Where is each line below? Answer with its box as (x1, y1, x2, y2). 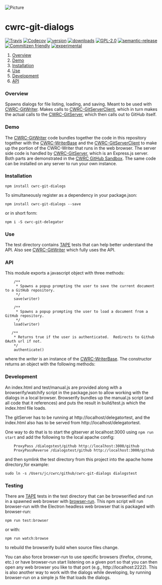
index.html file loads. (5, 405, 47, 411)
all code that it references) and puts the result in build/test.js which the (5, 400, 146, 406)
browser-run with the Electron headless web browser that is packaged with (5, 503, 155, 510)
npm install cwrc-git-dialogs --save (5, 202, 81, 206)
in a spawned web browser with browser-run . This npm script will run (5, 499, 144, 504)
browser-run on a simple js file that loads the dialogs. (5, 575, 111, 581)
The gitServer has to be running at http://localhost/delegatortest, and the (5, 414, 150, 420)
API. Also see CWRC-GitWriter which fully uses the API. (5, 247, 116, 253)
